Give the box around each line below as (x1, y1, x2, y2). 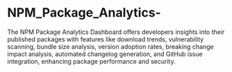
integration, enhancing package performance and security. (7, 57, 176, 65)
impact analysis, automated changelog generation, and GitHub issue (7, 50, 203, 58)
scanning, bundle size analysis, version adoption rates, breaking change (7, 42, 214, 51)
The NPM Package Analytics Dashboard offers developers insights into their (7, 28, 225, 36)
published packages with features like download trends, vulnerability (7, 35, 204, 43)
